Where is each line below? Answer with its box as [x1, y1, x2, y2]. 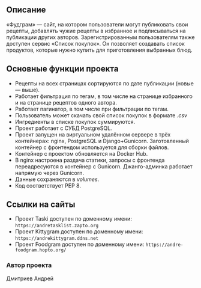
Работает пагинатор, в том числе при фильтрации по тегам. [14, 105, 169, 112]
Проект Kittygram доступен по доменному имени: [14, 228, 143, 235]
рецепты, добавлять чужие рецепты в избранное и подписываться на [6, 27, 186, 34]
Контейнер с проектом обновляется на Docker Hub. [14, 150, 148, 157]
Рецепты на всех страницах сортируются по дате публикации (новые [14, 79, 194, 87]
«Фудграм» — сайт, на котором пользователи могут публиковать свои [6, 20, 188, 28]
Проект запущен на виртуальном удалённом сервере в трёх [14, 130, 171, 138]
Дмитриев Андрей [6, 275, 54, 282]
